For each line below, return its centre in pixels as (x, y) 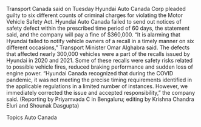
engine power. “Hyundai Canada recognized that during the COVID (90, 73)
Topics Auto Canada (32, 117)
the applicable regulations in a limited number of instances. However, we (97, 86)
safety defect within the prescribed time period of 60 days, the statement (98, 28)
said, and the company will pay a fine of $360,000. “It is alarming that (94, 35)
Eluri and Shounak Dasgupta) (43, 105)
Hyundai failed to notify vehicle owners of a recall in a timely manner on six (100, 41)
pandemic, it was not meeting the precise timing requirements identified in (99, 80)
